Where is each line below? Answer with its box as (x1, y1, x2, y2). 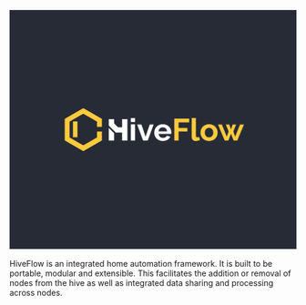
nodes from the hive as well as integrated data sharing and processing (9, 277, 274, 288)
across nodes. (9, 287, 63, 298)
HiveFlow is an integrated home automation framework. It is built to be (9, 258, 273, 269)
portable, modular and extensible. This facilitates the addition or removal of (9, 268, 291, 279)
